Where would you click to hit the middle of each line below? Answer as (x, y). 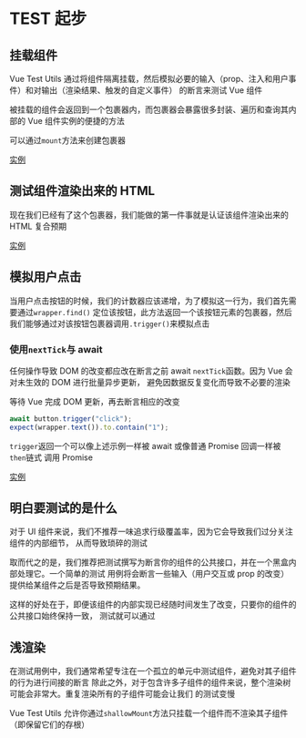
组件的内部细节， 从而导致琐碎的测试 (78, 543)
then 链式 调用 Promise (51, 457)
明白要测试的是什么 (63, 508)
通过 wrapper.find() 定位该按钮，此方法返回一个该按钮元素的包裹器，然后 (155, 312)
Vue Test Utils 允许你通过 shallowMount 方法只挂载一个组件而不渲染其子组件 (149, 713)
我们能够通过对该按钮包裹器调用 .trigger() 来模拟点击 (110, 323)
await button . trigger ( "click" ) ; (71, 419)
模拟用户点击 (46, 277)
